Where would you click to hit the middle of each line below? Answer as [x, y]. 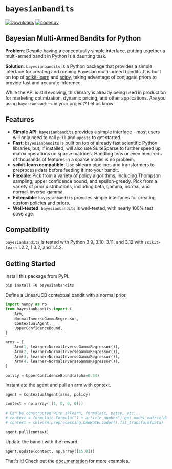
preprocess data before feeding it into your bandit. [66, 170]
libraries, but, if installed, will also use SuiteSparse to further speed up [87, 148]
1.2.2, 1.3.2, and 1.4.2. [40, 247]
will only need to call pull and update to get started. [67, 137]
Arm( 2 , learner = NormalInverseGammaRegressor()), [67, 352]
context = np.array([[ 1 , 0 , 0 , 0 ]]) [44, 404]
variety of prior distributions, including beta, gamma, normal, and [81, 186]
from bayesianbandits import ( [39, 309]
